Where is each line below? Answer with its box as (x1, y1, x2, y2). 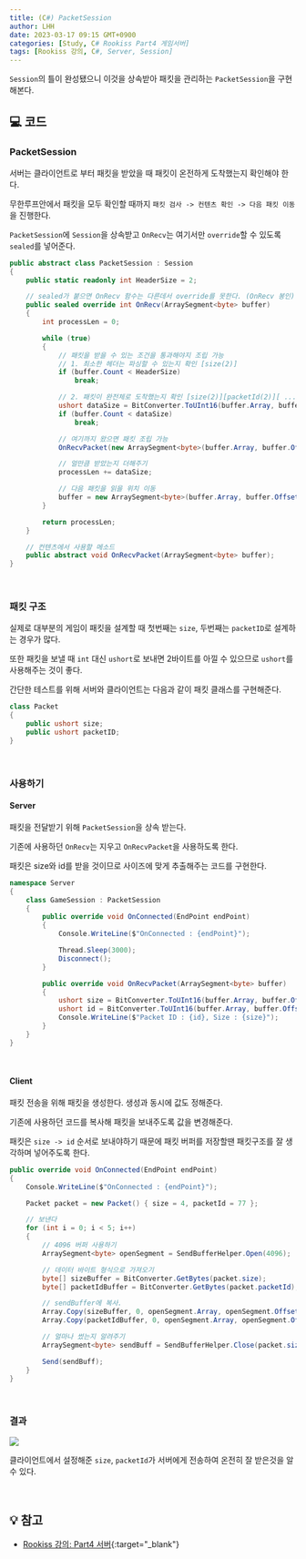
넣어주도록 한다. (33, 1146, 90, 1157)
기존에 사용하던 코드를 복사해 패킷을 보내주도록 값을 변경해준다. (9, 1116, 234, 1127)
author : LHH (9, 22, 55, 31)
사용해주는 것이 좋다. (9, 665, 83, 676)
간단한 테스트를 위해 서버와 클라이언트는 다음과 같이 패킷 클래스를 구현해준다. (9, 684, 282, 695)
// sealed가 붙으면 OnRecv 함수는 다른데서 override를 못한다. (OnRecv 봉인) (25, 292, 295, 301)
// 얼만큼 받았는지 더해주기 (57, 459, 148, 469)
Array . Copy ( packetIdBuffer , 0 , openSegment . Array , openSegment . (42, 1316, 291, 1325)
